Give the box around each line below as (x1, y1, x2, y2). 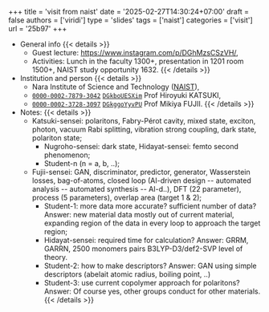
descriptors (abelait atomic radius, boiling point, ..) (43, 269, 211, 279)
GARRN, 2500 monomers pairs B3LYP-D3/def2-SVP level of (43, 244, 243, 253)
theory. (43, 253, 68, 261)
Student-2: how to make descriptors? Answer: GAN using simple (43, 261, 257, 270)
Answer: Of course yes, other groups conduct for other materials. (43, 286, 261, 296)
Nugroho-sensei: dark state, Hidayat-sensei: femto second (43, 142, 239, 151)
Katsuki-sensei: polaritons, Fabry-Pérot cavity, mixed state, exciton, (31, 116, 256, 125)
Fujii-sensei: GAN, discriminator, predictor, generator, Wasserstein (31, 168, 251, 176)
